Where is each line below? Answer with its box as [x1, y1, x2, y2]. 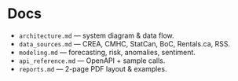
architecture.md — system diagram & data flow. [18, 31, 174, 40]
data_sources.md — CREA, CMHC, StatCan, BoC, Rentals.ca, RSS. [18, 39, 231, 48]
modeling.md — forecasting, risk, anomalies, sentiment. [18, 47, 196, 57]
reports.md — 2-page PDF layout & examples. [18, 64, 167, 73]
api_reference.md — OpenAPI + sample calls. [18, 56, 166, 65]
